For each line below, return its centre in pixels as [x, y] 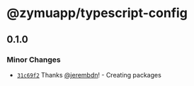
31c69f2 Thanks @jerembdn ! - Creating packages [89, 75]
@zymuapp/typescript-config [97, 13]
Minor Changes [34, 60]
